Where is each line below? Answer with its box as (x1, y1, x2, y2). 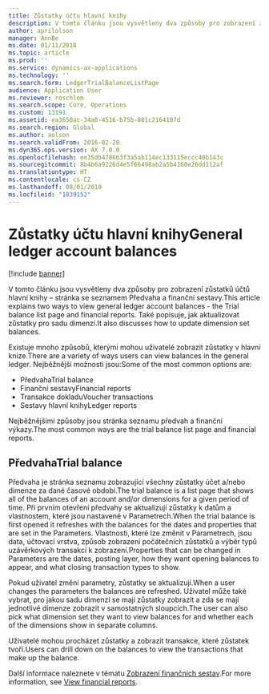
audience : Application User (8, 86, 102, 95)
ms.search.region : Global (8, 123, 94, 131)
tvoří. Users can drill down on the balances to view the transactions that (8, 644, 243, 654)
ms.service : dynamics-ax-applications (8, 64, 138, 72)
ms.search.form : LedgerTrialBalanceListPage (8, 79, 159, 87)
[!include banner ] (8, 268, 66, 278)
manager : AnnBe (8, 34, 59, 42)
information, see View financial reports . (8, 677, 139, 687)
